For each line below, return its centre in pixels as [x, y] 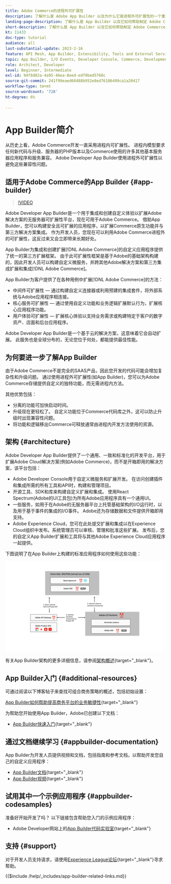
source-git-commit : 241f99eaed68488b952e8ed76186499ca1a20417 [73, 81]
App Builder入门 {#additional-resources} [71, 678]
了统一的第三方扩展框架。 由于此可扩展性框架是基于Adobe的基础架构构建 [82, 256]
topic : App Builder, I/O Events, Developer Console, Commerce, [74, 59]
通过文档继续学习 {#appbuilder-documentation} [82, 742]
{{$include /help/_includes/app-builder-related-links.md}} [66, 876]
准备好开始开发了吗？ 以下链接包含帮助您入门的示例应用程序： [70, 818]
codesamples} [29, 804]
